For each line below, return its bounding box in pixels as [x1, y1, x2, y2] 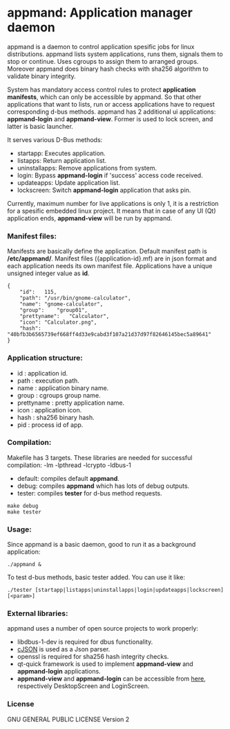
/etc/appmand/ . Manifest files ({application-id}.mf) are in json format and [7, 254, 217, 263]
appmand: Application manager [7, 5, 193, 21]
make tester [7, 508, 41, 516]
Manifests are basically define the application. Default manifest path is [7, 247, 207, 256]
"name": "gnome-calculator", [19, 301, 104, 308]
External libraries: [7, 608, 68, 618]
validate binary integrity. [7, 71, 76, 80]
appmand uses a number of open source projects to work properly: [7, 624, 199, 633]
